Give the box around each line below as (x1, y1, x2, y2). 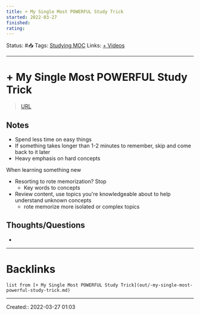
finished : (6, 20, 31, 26)
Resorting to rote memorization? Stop (14, 178, 107, 185)
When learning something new (6, 166, 82, 173)
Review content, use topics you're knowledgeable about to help (14, 191, 171, 197)
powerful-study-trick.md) (6, 287, 70, 293)
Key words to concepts (23, 184, 80, 191)
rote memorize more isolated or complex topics (23, 203, 140, 210)
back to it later (14, 149, 51, 155)
